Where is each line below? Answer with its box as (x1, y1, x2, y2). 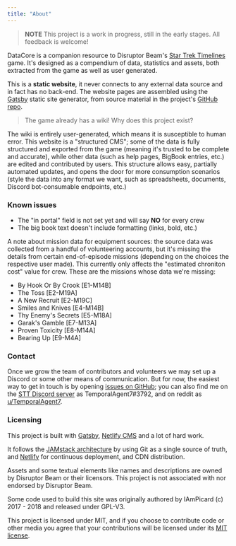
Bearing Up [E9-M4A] (17, 333, 81, 342)
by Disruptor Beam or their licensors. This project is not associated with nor (7, 473, 227, 482)
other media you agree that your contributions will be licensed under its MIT (7, 523, 228, 532)
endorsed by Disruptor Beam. (7, 481, 93, 489)
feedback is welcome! (24, 37, 89, 46)
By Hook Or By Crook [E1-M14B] (17, 281, 111, 289)
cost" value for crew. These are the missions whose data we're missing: (7, 267, 216, 276)
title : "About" (7, 10, 52, 18)
